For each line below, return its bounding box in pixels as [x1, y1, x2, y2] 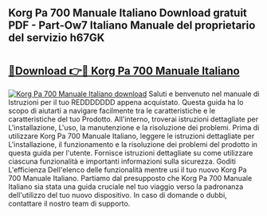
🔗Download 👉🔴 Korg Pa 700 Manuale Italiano [8, 64, 241, 78]
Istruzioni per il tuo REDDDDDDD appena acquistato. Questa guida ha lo [8, 98, 244, 106]
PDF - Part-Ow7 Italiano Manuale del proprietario [8, 19, 256, 33]
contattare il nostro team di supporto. [8, 199, 131, 208]
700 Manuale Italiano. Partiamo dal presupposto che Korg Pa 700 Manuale [8, 174, 253, 183]
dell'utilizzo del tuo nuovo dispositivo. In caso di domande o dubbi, [8, 191, 227, 199]
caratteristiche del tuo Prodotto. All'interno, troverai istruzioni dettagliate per [8, 114, 259, 124]
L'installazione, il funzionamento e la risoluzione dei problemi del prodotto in [8, 140, 257, 149]
